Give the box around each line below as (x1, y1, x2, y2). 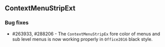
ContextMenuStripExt (5, 4, 76, 13)
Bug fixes (5, 19, 29, 26)
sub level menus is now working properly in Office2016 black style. (12, 36, 153, 42)
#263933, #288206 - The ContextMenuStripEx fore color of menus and (12, 30, 160, 37)
